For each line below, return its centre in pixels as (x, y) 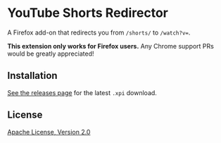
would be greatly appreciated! (51, 54)
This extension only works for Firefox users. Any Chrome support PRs (111, 46)
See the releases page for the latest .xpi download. (82, 92)
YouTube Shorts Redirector (88, 13)
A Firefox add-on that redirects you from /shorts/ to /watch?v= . (99, 32)
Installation (32, 76)
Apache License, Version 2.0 (49, 132)
